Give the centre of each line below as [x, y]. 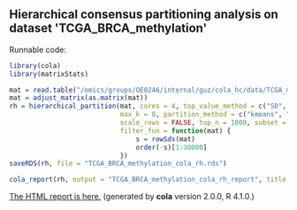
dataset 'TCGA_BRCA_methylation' [108, 29]
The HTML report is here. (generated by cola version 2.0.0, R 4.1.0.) [132, 197]
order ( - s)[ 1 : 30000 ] [171, 147]
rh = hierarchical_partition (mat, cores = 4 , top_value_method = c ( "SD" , [148, 106]
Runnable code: [38, 49]
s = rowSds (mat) [166, 139]
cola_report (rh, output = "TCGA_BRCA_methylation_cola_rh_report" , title [148, 180]
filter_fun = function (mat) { [175, 131]
